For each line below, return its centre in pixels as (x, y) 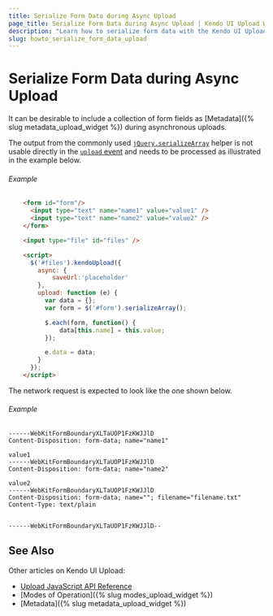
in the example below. (45, 160)
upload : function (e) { (78, 293)
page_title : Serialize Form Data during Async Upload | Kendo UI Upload (134, 24)
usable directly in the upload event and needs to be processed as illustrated (135, 152)
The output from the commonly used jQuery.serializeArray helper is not (131, 143)
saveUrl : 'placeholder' (90, 278)
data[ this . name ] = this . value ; (112, 330)
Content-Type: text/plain (52, 505)
